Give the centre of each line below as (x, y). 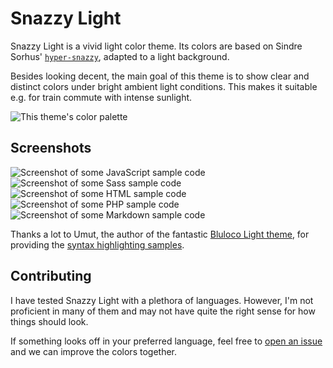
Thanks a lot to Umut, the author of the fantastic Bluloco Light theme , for (160, 234)
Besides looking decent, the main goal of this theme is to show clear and (160, 76)
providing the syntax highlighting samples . (97, 244)
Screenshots (51, 148)
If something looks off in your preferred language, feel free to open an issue (166, 341)
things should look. (49, 321)
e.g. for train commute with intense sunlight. (101, 97)
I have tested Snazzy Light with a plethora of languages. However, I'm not (162, 300)
